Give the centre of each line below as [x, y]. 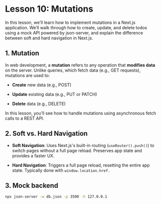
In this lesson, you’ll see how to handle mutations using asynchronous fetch [80, 113]
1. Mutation [22, 53]
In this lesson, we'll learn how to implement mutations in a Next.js [70, 22]
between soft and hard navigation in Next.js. [49, 38]
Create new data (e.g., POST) [42, 85]
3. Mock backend [32, 185]
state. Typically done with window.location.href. [61, 170]
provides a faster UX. [33, 156]
